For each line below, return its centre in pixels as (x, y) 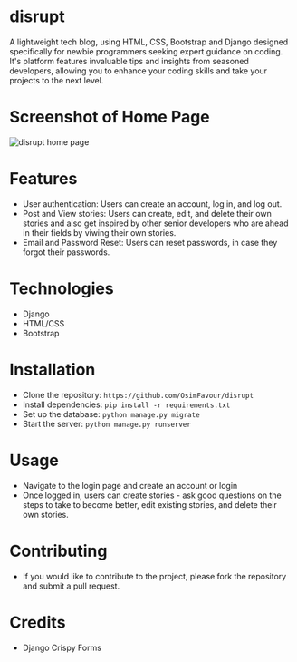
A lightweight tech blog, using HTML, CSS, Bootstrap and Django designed (149, 42)
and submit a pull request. (71, 586)
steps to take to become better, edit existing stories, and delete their (150, 504)
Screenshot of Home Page (110, 117)
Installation (53, 370)
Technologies (62, 288)
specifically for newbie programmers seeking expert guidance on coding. (146, 51)
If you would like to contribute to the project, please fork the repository (154, 576)
